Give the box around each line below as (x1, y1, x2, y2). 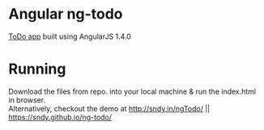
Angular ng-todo (8, 5, 123, 23)
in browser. (8, 94, 46, 105)
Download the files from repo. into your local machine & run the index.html (8, 86, 257, 96)
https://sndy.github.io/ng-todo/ (8, 112, 112, 122)
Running (8, 60, 66, 78)
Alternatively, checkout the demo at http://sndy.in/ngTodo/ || (8, 103, 211, 113)
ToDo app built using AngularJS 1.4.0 (8, 31, 132, 41)
